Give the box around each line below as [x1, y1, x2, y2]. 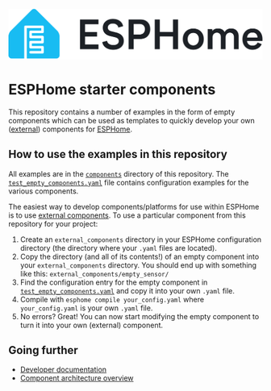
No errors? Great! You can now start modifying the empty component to [19, 311, 260, 321]
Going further [8, 343, 78, 357]
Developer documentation [19, 364, 107, 375]
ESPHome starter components [8, 81, 216, 99]
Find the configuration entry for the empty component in [19, 277, 208, 287]
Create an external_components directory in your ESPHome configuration [19, 235, 262, 244]
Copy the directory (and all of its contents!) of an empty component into [19, 252, 260, 261]
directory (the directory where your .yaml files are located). [19, 243, 218, 252]
